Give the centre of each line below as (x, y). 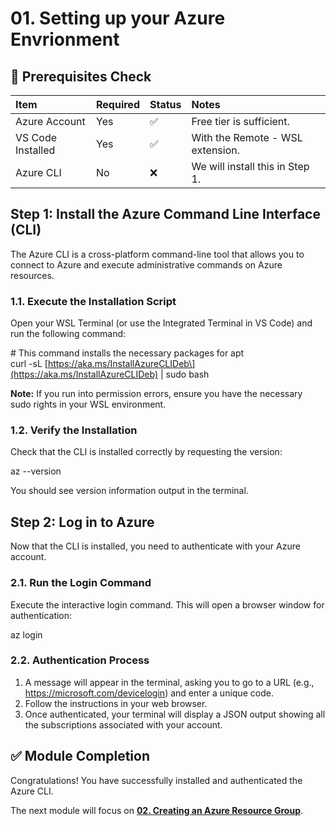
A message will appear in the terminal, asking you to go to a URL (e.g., (169, 682)
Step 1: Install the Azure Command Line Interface (165, 214)
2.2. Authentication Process (80, 660)
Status (165, 104)
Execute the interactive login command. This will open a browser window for (167, 604)
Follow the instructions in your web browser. (116, 703)
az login (26, 634)
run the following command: (68, 334)
